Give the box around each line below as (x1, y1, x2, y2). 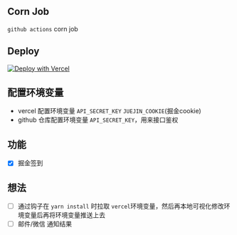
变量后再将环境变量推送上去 (23, 211, 105, 219)
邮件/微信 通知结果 (17, 220, 73, 229)
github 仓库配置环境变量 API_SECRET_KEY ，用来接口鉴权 (17, 115, 179, 124)
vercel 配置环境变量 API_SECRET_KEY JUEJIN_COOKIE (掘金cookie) (17, 107, 201, 115)
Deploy (7, 46, 40, 58)
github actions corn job (7, 24, 78, 33)
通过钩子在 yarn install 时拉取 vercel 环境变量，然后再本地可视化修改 (17, 202, 224, 211)
